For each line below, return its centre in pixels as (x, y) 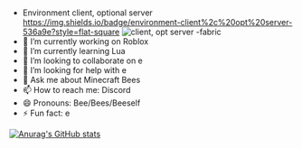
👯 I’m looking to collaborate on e (82, 60)
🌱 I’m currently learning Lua (74, 51)
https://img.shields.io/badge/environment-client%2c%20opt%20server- (157, 22)
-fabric (208, 32)
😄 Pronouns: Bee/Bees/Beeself (81, 103)
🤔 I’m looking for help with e (74, 69)
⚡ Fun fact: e (46, 113)
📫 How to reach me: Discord (76, 89)
